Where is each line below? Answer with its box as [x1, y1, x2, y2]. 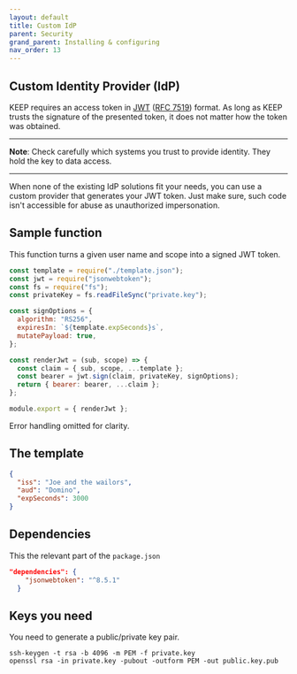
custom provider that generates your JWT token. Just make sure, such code [9, 190, 287, 201]
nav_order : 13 [9, 46, 62, 55]
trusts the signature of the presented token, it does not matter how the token [9, 111, 288, 122]
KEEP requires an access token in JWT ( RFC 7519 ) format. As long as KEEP [9, 102, 283, 112]
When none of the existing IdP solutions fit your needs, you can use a [9, 180, 263, 191]
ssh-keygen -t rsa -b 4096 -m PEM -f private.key [9, 649, 196, 658]
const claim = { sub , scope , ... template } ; [17, 364, 184, 372]
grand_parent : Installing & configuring [9, 37, 161, 47]
